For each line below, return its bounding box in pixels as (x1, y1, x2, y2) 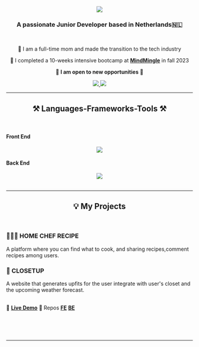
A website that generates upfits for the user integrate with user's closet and (6, 280, 191, 288)
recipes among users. (6, 251, 59, 258)
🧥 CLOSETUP (6, 266, 44, 275)
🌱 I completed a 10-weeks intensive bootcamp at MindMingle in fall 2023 (9, 57, 190, 64)
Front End (6, 133, 31, 140)
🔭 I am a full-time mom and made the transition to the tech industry (17, 45, 182, 53)
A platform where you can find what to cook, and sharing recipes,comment (6, 245, 190, 253)
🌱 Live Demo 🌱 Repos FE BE (6, 304, 75, 311)
